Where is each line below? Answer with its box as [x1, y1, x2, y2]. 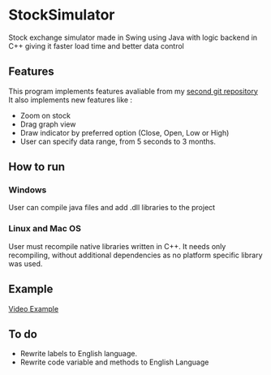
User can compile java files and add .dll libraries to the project [8, 203, 216, 213]
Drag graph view [19, 119, 76, 129]
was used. [8, 258, 43, 269]
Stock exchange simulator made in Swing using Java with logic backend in [8, 32, 258, 42]
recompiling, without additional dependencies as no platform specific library [8, 250, 263, 260]
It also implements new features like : [8, 95, 132, 105]
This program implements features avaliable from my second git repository [8, 86, 258, 96]
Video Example [8, 304, 59, 313]
